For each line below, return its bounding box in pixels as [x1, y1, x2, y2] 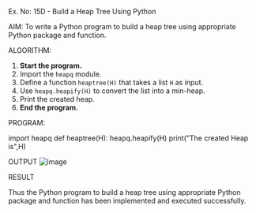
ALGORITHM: [8, 46, 52, 54]
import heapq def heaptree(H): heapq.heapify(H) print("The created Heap [8, 133, 249, 143]
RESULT [8, 173, 35, 181]
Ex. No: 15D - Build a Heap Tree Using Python [8, 7, 156, 16]
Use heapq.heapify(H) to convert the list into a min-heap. [19, 86, 205, 95]
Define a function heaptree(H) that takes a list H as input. [19, 78, 204, 87]
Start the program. [19, 61, 82, 70]
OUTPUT [8, 157, 38, 166]
